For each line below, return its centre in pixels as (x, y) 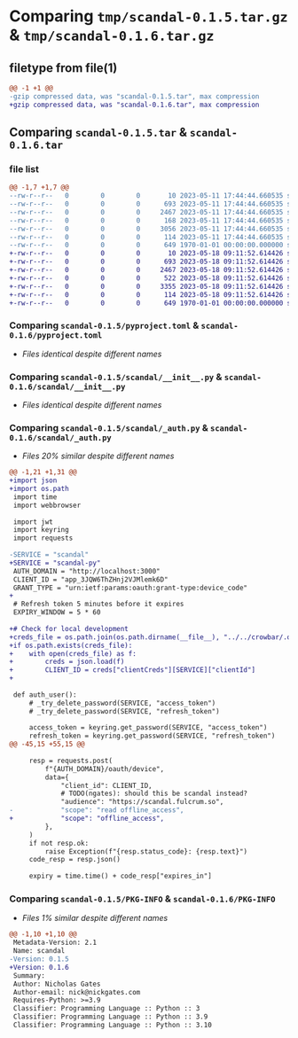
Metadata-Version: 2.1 (55, 943)
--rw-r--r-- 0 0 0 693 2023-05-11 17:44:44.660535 (146, 204)
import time (35, 497)
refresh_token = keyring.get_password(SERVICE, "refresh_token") (152, 736)
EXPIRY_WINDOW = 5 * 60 (57, 613)
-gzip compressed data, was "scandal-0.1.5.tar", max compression (134, 96)
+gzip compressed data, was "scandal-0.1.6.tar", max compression (134, 105)
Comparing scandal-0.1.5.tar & (98, 133)
